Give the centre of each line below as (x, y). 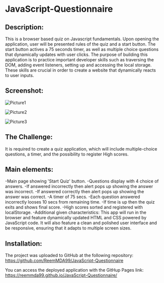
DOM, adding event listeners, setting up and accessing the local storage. (78, 65)
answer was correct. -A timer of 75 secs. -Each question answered (73, 197)
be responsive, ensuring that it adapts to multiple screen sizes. (68, 228)
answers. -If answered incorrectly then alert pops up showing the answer (79, 186)
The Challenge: (29, 137)
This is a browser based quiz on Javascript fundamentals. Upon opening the (82, 39)
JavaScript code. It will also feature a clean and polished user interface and (81, 223)
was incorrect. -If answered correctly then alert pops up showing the (75, 192)
